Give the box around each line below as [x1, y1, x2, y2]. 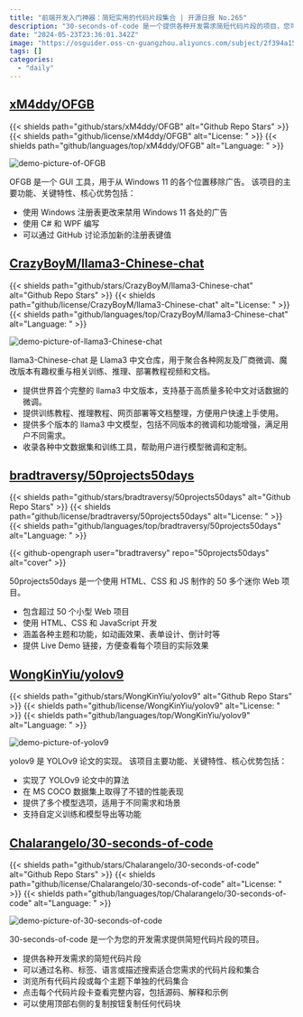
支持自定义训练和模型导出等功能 [22, 809, 142, 819]
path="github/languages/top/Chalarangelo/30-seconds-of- [66, 888, 287, 899]
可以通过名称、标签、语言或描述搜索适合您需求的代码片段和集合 [22, 964, 260, 975]
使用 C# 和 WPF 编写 [22, 217, 100, 228]
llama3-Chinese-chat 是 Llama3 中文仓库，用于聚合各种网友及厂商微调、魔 [9, 354, 288, 365]
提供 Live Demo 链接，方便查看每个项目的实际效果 [22, 640, 209, 651]
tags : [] [9, 47, 42, 56]
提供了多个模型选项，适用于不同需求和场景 [22, 798, 181, 809]
